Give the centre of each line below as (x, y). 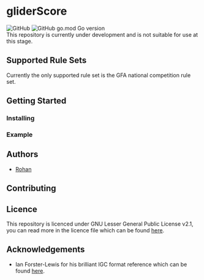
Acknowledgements (46, 250)
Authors (22, 154)
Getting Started (36, 101)
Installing (21, 119)
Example (20, 134)
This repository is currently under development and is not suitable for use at (102, 34)
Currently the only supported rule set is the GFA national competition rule (99, 75)
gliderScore (37, 11)
